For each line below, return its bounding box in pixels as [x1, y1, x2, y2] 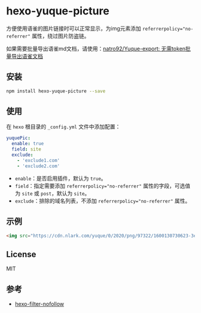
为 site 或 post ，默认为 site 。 [14, 189, 90, 197]
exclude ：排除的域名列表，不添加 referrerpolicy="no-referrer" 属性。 [14, 197, 191, 204]
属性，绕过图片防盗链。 [32, 32, 90, 40]
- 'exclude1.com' [17, 157, 60, 163]
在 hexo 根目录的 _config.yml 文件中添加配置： [6, 123, 121, 130]
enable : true [11, 141, 44, 147]
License [6, 249, 36, 259]
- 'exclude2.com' [17, 163, 60, 169]
